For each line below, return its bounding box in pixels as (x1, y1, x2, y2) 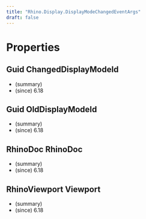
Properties (6, 40, 60, 54)
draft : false (6, 14, 39, 21)
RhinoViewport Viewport (6, 184, 101, 194)
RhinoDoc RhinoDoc (6, 144, 83, 154)
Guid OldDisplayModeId (6, 104, 97, 115)
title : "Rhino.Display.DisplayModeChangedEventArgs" (6, 8, 141, 15)
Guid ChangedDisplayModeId (6, 65, 119, 75)
